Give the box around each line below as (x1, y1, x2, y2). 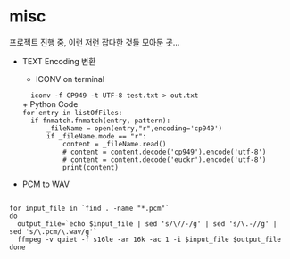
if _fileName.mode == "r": (46, 131, 147, 140)
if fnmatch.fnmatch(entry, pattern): (30, 116, 171, 125)
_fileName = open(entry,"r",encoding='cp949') (46, 123, 223, 133)
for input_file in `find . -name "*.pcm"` (9, 204, 170, 213)
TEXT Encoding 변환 (21, 55, 96, 66)
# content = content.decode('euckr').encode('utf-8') (62, 155, 267, 164)
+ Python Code (21, 98, 79, 109)
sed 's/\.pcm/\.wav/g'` (9, 227, 98, 236)
